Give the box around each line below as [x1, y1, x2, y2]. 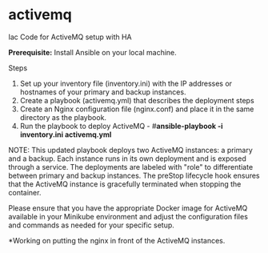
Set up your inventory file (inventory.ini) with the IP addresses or [19, 78, 233, 88]
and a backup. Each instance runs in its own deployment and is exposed [8, 154, 246, 163]
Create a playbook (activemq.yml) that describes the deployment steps [19, 95, 254, 105]
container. [8, 187, 42, 197]
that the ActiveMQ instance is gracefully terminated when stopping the [8, 179, 242, 189]
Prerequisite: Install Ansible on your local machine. [8, 47, 178, 57]
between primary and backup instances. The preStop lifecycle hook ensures [8, 171, 260, 180]
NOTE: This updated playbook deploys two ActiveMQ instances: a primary [8, 145, 254, 155]
